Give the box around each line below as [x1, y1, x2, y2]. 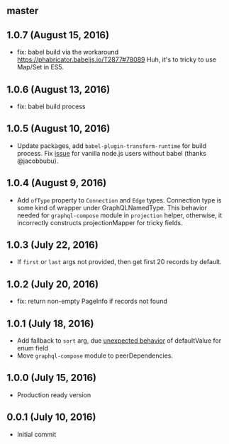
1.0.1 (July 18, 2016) [6, 317, 94, 329]
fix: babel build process [16, 102, 86, 111]
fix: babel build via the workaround [16, 48, 118, 57]
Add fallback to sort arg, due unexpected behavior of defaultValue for [16, 336, 221, 345]
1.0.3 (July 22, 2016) [6, 239, 99, 251]
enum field [16, 344, 49, 353]
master [6, 5, 39, 17]
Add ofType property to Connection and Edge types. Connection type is [16, 195, 222, 204]
